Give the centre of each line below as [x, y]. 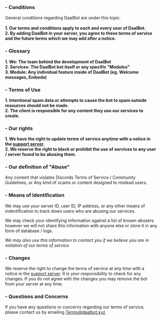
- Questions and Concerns [37, 296]
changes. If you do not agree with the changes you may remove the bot [76, 279]
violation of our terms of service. [38, 245]
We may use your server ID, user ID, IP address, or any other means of [75, 206]
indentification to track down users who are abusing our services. [70, 211]
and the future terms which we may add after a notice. [60, 38]
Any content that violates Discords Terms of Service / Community [70, 177]
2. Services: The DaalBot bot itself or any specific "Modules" [67, 67]
